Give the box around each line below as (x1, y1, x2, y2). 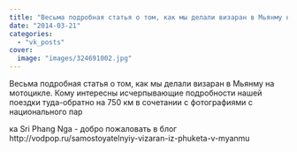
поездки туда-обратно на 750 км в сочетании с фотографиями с (9, 97, 254, 107)
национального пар (9, 107, 83, 117)
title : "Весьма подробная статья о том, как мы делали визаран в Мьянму (9, 12, 283, 22)
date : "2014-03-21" (9, 21, 81, 30)
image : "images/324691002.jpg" (17, 54, 133, 63)
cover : (9, 46, 34, 55)
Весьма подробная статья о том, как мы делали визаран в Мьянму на (9, 79, 275, 88)
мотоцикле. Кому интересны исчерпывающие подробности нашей (9, 87, 263, 98)
